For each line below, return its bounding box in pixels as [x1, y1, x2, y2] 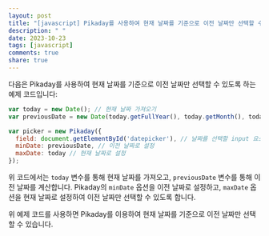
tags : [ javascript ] [8, 42, 74, 50]
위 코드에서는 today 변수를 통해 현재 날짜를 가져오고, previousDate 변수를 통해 [8, 173, 253, 182]
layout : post [8, 11, 52, 20]
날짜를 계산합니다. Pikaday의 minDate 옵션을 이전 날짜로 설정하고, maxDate [16, 182, 249, 192]
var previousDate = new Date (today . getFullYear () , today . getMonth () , [8, 113, 246, 121]
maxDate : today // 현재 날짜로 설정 [15, 150, 126, 158]
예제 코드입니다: [8, 89, 58, 98]
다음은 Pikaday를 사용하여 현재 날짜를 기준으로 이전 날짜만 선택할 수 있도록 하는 [8, 79, 256, 89]
